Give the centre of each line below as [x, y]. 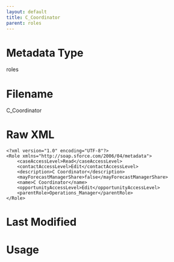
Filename [30, 94]
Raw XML [30, 135]
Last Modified [42, 222]
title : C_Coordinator [33, 17]
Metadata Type [45, 53]
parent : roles [24, 23]
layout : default [26, 12]
